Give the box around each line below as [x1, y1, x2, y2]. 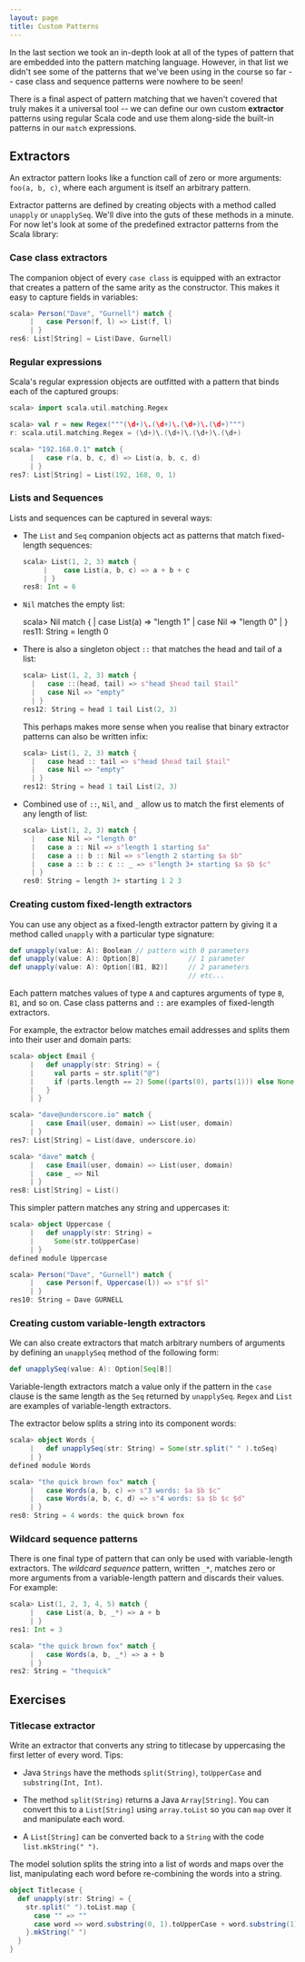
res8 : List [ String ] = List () [9, 1186, 120, 1195]
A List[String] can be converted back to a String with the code [22, 1831, 265, 1842]
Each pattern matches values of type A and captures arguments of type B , [9, 987, 285, 998]
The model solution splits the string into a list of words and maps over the [9, 1858, 284, 1869]
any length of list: [22, 808, 88, 819]
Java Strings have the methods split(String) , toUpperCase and [22, 1768, 261, 1779]
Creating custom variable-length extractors [9, 1316, 206, 1329]
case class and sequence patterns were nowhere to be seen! [15, 75, 243, 86]
